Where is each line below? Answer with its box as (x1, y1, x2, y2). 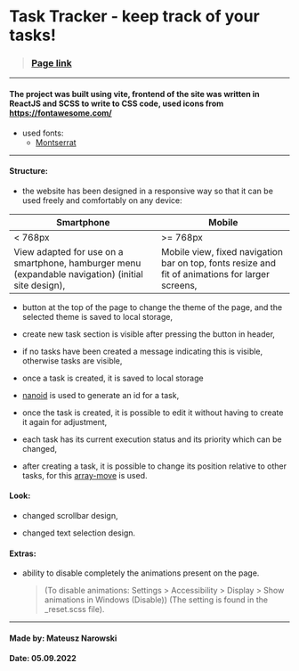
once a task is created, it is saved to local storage (21, 372, 204, 383)
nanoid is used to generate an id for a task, (21, 389, 180, 400)
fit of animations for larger (161, 267, 270, 280)
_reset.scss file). (44, 604, 105, 615)
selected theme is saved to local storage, (21, 311, 174, 322)
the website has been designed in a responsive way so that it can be (21, 185, 274, 196)
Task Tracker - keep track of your (9, 6, 260, 27)
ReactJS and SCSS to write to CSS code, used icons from (9, 98, 224, 109)
